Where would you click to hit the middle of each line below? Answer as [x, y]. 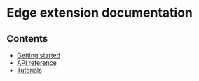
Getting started [39, 55]
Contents [27, 39]
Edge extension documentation [100, 13]
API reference [36, 63]
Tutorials [29, 70]
